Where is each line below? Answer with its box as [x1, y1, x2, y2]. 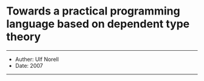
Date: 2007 [15, 62, 44, 69]
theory [6, 30, 41, 44]
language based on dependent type [6, 17, 190, 31]
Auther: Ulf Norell [15, 56, 59, 63]
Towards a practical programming [6, 4, 180, 18]
